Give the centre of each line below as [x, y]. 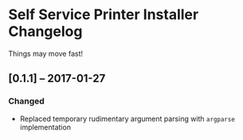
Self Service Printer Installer [104, 15]
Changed [27, 101]
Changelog [45, 31]
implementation [45, 127]
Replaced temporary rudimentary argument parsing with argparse [127, 119]
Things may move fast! [46, 53]
